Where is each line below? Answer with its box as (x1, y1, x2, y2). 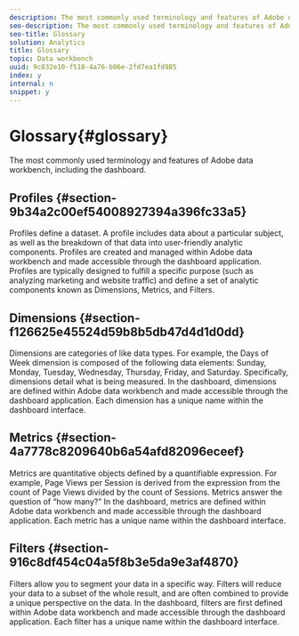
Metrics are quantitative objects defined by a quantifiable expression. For (9, 468, 278, 479)
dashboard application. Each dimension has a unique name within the (9, 395, 264, 406)
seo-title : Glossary (9, 29, 86, 38)
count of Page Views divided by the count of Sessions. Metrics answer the (9, 487, 283, 497)
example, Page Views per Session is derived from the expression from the (9, 477, 280, 487)
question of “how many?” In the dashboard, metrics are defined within (9, 495, 267, 507)
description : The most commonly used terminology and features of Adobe (9, 12, 285, 22)
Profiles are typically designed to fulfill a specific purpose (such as (9, 266, 254, 277)
